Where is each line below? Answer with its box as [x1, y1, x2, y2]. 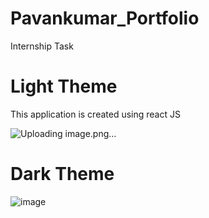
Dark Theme [10, 163, 115, 186]
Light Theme [10, 75, 118, 98]
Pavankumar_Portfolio [10, 7, 200, 30]
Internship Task [10, 40, 74, 52]
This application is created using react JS [10, 108, 181, 120]
